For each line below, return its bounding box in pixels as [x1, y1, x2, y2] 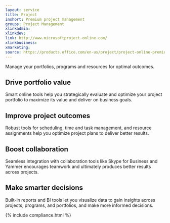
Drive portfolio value [5, 78, 71, 86]
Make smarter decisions [5, 184, 83, 192]
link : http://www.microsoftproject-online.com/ [5, 36, 108, 41]
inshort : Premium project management [5, 17, 85, 22]
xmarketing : [5, 45, 30, 50]
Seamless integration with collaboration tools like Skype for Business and [5, 158, 158, 164]
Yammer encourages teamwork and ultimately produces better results [5, 163, 151, 170]
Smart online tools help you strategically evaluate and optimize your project [5, 91, 162, 97]
